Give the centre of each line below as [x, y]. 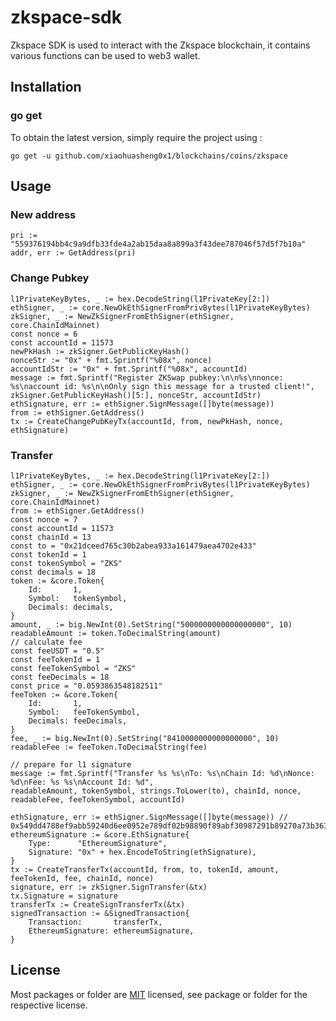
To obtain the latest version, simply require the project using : [136, 137]
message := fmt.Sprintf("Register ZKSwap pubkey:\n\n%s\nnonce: [147, 377]
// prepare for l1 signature [71, 764]
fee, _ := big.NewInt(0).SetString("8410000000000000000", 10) [145, 738]
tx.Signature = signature [64, 896]
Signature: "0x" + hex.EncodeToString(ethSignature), [142, 852]
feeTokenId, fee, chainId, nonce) [82, 878]
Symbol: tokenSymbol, [78, 598]
